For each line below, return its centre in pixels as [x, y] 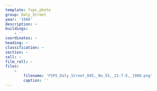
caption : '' [36, 80]
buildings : [17, 29]
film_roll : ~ [19, 62]
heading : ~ [17, 43]
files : [12, 66]
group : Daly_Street [26, 15]
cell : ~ [13, 57]
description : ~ [21, 24]
